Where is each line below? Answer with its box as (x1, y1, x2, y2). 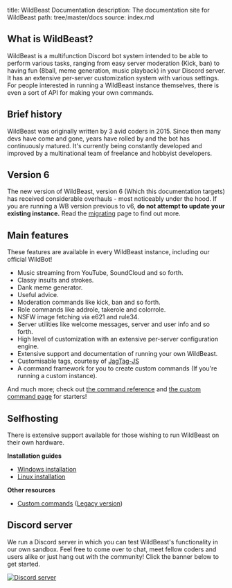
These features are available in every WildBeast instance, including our (7, 248, 210, 256)
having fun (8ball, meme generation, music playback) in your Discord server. (7, 66, 226, 75)
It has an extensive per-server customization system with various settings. (7, 73, 220, 82)
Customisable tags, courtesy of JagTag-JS (17, 357, 140, 366)
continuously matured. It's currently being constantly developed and (7, 141, 202, 150)
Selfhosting (7, 412, 59, 425)
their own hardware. (7, 438, 64, 447)
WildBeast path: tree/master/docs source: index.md (7, 13, 154, 21)
